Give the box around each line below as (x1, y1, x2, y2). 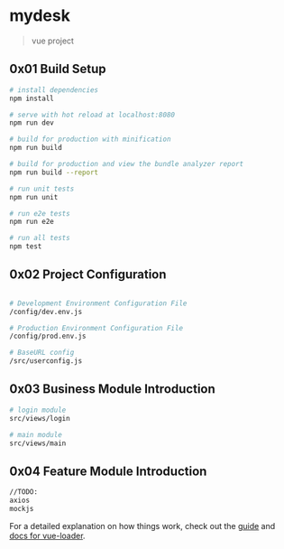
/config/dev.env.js (9, 307, 83, 316)
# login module (9, 405, 67, 414)
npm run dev (9, 118, 54, 127)
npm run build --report (9, 168, 99, 177)
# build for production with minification (9, 135, 171, 144)
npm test (9, 242, 42, 251)
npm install (9, 94, 54, 103)
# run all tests (9, 234, 70, 243)
